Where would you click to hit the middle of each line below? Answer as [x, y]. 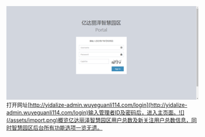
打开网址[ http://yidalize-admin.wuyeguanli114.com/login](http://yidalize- [97, 105]
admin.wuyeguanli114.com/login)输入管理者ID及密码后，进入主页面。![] [95, 113]
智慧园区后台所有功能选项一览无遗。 [57, 128]
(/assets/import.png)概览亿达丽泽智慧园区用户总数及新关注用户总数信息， [99, 120]
